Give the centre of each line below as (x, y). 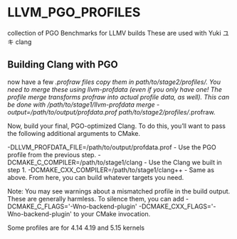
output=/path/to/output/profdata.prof (62, 112)
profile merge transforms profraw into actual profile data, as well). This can (118, 97)
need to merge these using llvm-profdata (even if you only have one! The (115, 89)
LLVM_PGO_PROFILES (74, 12)
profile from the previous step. (52, 154)
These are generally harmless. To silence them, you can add (96, 198)
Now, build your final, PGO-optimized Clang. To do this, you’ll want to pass (117, 126)
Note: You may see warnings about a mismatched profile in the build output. (119, 191)
